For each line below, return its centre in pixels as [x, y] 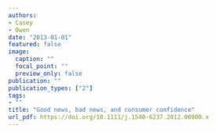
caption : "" [35, 59]
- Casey [21, 23]
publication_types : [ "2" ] [50, 88]
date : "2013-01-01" [40, 37]
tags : [17, 95]
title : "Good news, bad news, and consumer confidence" [101, 110]
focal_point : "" [42, 66]
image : [19, 52]
